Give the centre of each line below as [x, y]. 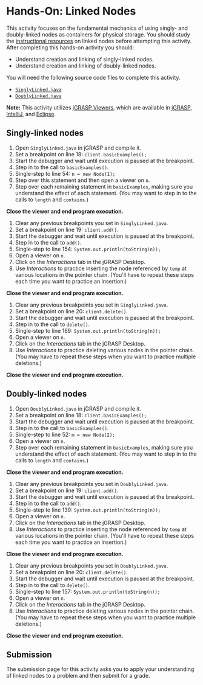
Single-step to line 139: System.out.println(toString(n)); [88, 510]
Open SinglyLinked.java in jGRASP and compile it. [78, 148]
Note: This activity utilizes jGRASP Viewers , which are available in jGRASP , [99, 107]
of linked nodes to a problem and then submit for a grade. [78, 676]
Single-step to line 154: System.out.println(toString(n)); [88, 249]
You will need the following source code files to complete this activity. [93, 77]
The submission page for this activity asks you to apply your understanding [100, 669]
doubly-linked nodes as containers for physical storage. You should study [98, 34]
